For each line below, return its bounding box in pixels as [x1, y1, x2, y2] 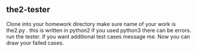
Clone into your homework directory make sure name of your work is [6, 20, 176, 27]
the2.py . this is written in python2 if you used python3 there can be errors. [6, 27, 192, 34]
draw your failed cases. [6, 39, 64, 46]
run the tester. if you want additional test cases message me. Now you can [6, 32, 190, 40]
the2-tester [6, 5, 50, 15]
